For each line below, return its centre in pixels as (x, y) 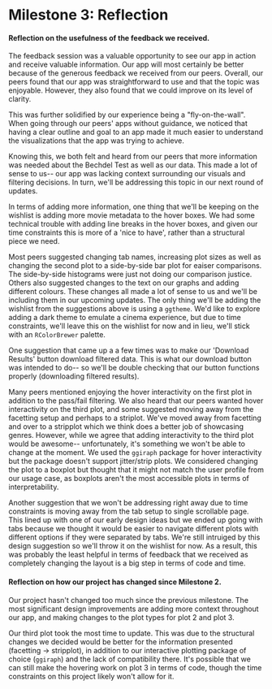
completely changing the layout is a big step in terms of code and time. (127, 563)
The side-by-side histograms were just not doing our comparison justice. (130, 275)
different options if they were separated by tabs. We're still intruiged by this (134, 537)
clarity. (20, 99)
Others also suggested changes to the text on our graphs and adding (124, 283)
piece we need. (34, 241)
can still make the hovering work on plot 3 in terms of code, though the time (135, 667)
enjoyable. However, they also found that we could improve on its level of (131, 90)
